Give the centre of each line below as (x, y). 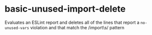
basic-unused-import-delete (65, 9)
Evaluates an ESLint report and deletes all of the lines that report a (72, 22)
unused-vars (17, 28)
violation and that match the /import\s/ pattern (77, 27)
